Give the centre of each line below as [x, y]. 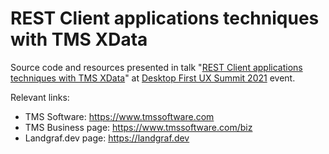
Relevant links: [40, 97]
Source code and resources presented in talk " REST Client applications [156, 67]
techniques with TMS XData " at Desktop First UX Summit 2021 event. [153, 78]
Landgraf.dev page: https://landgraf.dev [107, 138]
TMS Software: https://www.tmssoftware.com [119, 116]
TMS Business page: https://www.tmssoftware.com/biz [138, 127]
